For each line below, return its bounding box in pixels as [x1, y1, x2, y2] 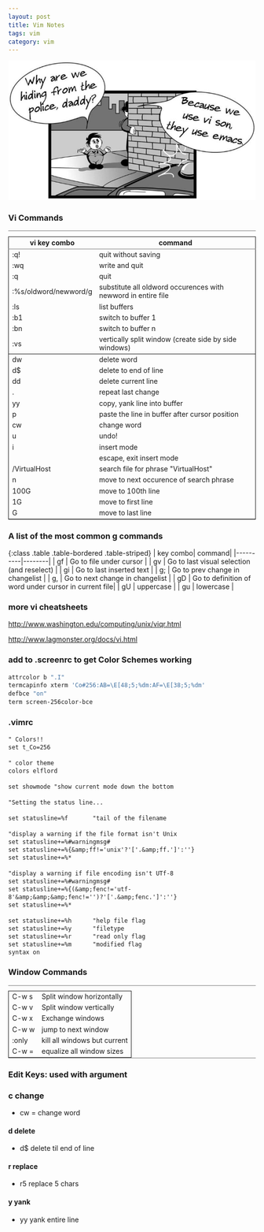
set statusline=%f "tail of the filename [8, 814, 167, 823]
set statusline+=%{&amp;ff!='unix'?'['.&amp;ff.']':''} [8, 846, 195, 854]
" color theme [8, 759, 55, 768]
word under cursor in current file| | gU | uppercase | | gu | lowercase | [8, 582, 234, 591]
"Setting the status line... [8, 798, 104, 807]
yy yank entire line [19, 1215, 79, 1224]
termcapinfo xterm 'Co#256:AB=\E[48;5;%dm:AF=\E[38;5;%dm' [8, 682, 206, 690]
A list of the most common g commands [8, 530, 163, 542]
